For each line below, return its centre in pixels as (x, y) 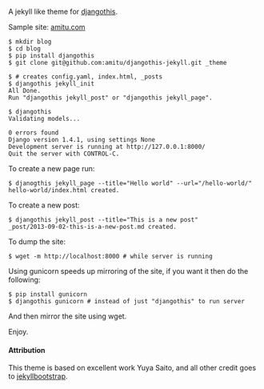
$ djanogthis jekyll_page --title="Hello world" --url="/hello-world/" (130, 183)
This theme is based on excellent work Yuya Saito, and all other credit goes (132, 368)
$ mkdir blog (30, 42)
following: (24, 280)
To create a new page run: (52, 168)
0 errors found (34, 133)
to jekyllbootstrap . (38, 376)
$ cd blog (25, 49)
